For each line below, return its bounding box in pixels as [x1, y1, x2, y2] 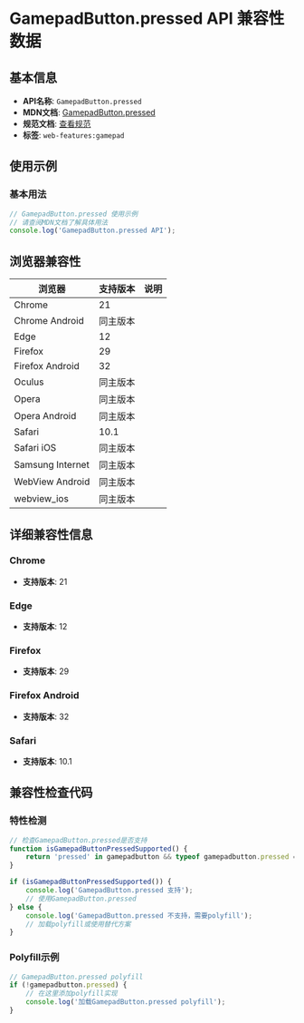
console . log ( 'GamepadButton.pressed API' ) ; [9, 226, 176, 236]
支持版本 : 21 [22, 576, 68, 587]
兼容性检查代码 [9, 785, 93, 801]
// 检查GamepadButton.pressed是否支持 [9, 835, 147, 844]
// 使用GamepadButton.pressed [25, 894, 138, 903]
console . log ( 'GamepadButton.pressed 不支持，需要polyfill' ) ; [25, 911, 253, 921]
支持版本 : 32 [22, 711, 70, 722]
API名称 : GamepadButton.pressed [22, 96, 142, 106]
